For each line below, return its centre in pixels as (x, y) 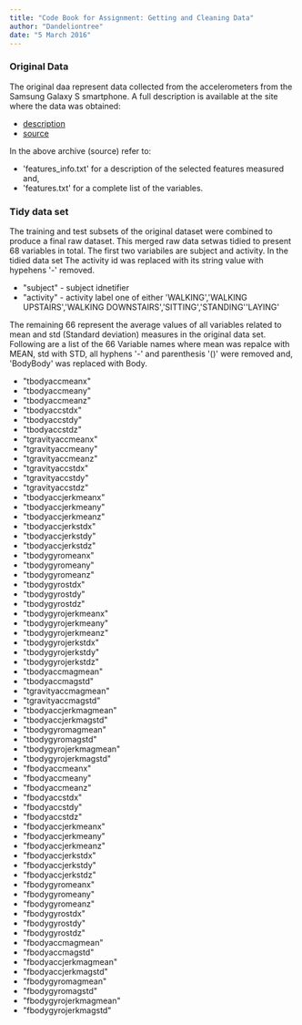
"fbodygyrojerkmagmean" (71, 1000)
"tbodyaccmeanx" (57, 381)
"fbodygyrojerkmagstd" (67, 1010)
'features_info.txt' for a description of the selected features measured (153, 169)
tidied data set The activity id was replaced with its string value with (136, 260)
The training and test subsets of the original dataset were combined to (141, 231)
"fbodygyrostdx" (54, 913)
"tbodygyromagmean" (64, 729)
